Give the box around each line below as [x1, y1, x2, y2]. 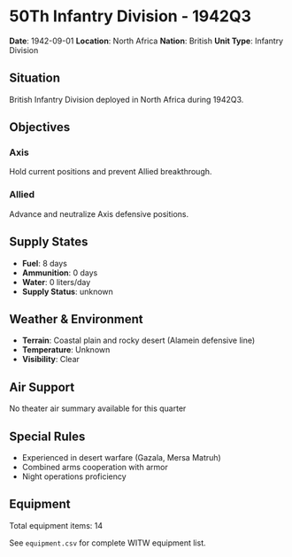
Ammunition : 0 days [21, 267, 98, 278]
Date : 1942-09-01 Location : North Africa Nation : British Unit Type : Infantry [9, 35, 284, 46]
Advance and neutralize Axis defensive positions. [9, 208, 189, 219]
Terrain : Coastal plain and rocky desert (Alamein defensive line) [21, 335, 256, 346]
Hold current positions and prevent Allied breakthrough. [9, 166, 212, 177]
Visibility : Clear [21, 354, 80, 365]
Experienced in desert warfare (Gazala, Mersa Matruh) [21, 452, 221, 462]
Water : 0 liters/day [21, 276, 91, 287]
